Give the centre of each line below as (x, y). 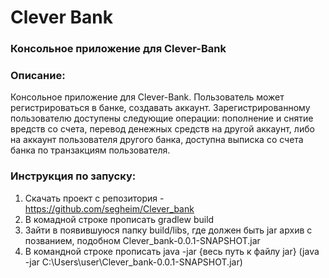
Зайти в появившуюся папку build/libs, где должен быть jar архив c (168, 230)
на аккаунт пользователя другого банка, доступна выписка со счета (157, 140)
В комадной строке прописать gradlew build (119, 219)
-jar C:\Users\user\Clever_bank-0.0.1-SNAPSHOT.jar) (133, 262)
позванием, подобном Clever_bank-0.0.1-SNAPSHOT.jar (142, 240)
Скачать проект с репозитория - (94, 198)
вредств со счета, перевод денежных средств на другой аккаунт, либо (162, 129)
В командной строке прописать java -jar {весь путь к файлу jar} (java (172, 251)
